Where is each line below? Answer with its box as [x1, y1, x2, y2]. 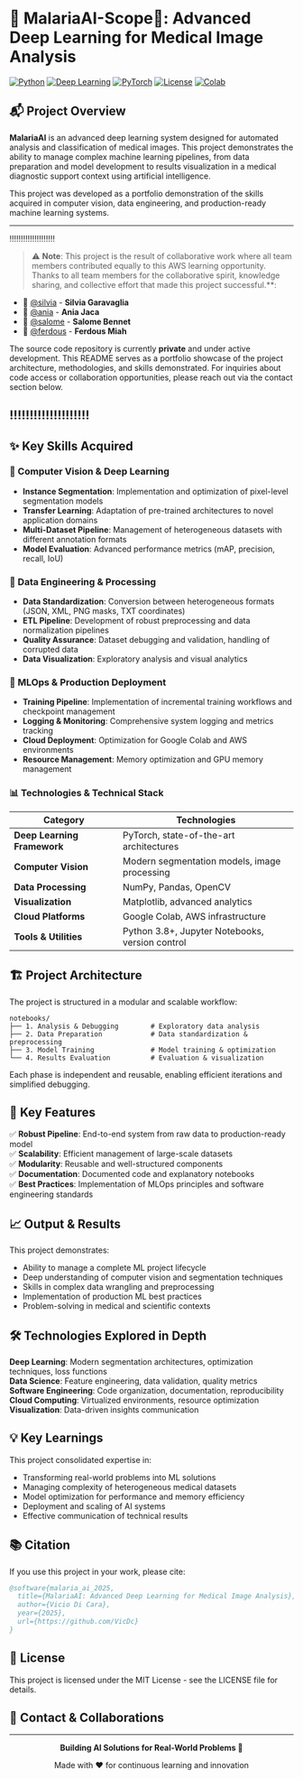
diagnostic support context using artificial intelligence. [9, 171, 211, 181]
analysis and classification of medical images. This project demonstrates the [9, 142, 294, 153]
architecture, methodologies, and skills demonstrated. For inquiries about [9, 362, 281, 373]
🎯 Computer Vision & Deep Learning [9, 465, 170, 477]
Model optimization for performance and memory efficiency [22, 1491, 245, 1502]
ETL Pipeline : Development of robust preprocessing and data [22, 616, 251, 626]
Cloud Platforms [14, 910, 86, 922]
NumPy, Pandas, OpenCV [123, 880, 232, 893]
